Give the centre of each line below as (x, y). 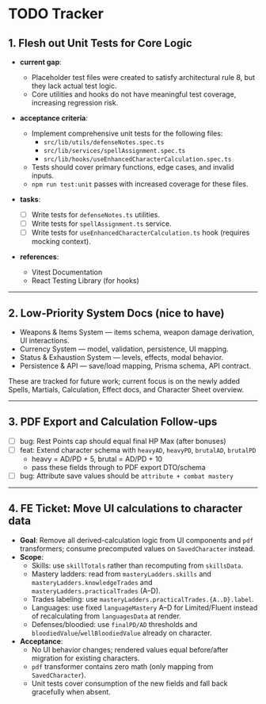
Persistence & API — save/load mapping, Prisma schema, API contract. (135, 366)
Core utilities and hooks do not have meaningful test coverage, (134, 94)
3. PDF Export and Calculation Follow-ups (113, 422)
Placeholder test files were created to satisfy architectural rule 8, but (143, 77)
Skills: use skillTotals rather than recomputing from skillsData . (137, 565)
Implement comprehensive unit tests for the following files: (127, 133)
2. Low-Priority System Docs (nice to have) (116, 313)
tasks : (30, 199)
